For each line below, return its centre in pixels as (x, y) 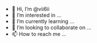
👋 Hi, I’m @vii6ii (31, 9)
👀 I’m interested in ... (36, 15)
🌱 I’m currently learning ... (43, 21)
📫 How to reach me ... (39, 34)
